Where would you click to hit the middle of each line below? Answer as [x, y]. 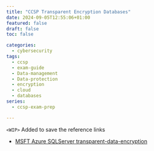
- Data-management [35, 73]
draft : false [23, 29]
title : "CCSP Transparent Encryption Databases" [69, 12]
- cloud [21, 90]
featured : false [27, 23]
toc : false [20, 34]
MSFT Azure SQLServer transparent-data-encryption [81, 141]
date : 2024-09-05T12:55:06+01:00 [48, 18]
